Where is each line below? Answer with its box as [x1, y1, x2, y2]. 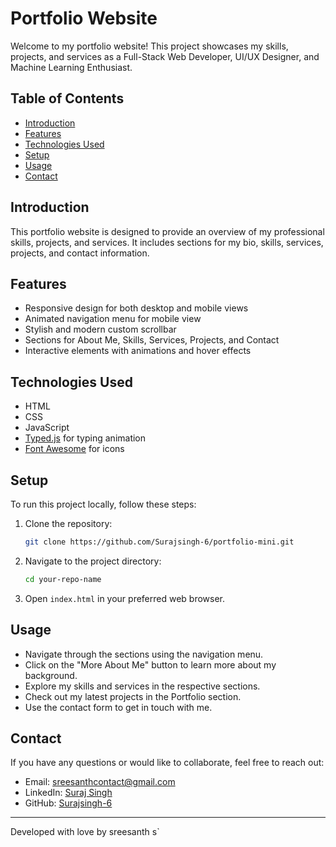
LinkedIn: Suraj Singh [24, 787, 113, 799]
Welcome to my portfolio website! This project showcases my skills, [10, 40, 289, 52]
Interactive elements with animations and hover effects [24, 345, 252, 357]
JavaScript [24, 422, 70, 434]
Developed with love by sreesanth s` [10, 826, 160, 838]
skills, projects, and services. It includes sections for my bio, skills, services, [10, 236, 324, 248]
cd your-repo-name [24, 574, 102, 584]
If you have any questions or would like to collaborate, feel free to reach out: [10, 757, 325, 769]
